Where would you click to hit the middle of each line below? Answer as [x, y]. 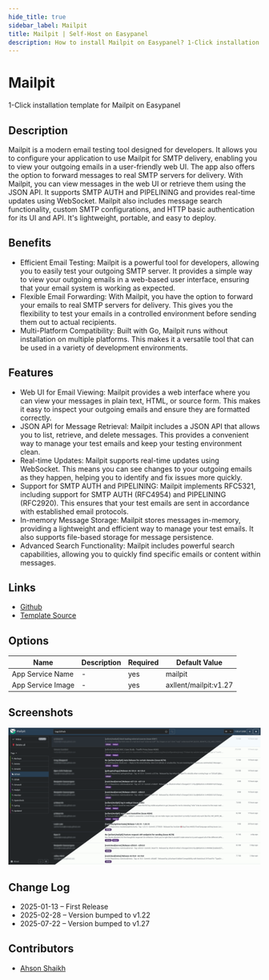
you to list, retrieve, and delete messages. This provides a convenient [134, 435]
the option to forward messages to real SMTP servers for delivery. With [126, 175]
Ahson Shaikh [43, 968]
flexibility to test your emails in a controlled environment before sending [138, 314]
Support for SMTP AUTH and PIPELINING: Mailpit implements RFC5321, [138, 486]
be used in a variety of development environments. [104, 347]
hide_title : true [37, 17]
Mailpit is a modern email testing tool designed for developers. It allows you [133, 150]
